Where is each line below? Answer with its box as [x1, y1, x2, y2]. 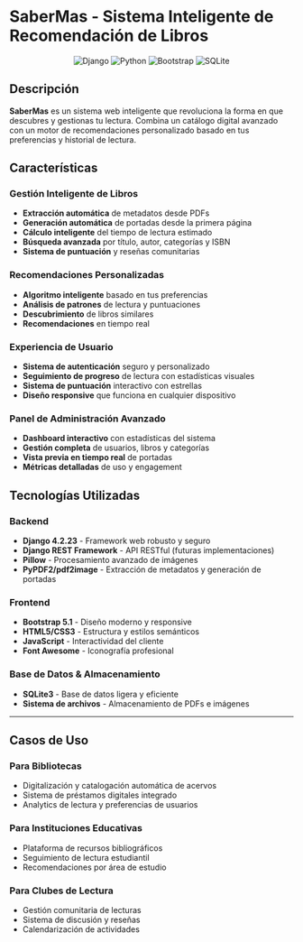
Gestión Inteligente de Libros [9, 188, 139, 200]
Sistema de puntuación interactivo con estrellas [22, 381, 203, 392]
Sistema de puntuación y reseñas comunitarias [22, 246, 200, 257]
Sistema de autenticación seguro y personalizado [22, 361, 210, 372]
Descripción [9, 81, 79, 97]
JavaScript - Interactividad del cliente [22, 636, 164, 647]
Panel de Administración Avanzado [9, 412, 167, 425]
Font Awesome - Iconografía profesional [22, 645, 174, 656]
